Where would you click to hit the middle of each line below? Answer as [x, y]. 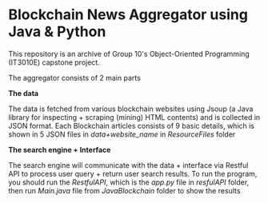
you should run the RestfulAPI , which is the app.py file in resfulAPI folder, [129, 182]
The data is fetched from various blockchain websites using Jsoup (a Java [131, 109]
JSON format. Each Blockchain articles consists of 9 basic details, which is [131, 125]
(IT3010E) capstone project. [54, 62]
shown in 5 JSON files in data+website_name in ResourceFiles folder [122, 134]
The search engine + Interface [60, 149]
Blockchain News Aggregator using [128, 15]
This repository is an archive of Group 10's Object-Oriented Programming [129, 54]
